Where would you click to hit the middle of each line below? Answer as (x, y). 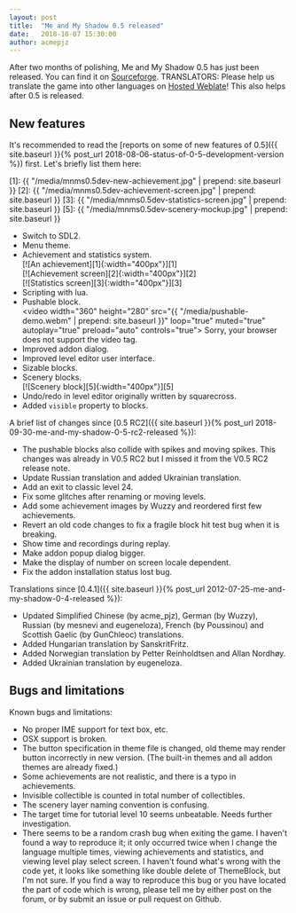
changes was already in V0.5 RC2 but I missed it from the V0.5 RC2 (145, 459)
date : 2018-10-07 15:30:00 (63, 34)
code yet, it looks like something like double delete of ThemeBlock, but (151, 870)
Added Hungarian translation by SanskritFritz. (105, 644)
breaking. (39, 534)
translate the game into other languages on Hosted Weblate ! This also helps (148, 86)
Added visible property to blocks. (85, 405)
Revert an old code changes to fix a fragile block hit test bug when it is (151, 525)
